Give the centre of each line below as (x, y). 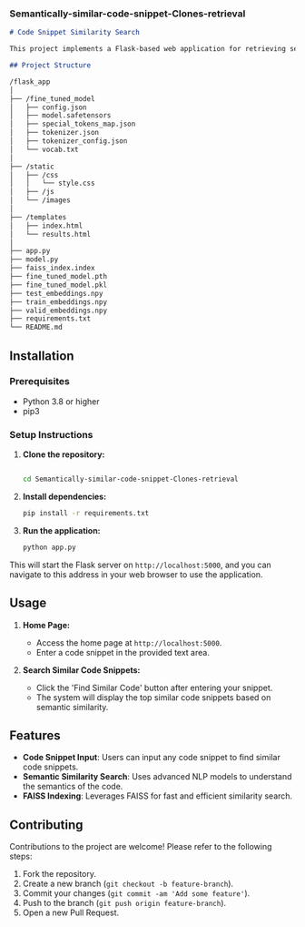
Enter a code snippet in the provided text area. (123, 652)
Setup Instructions (51, 434)
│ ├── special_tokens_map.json (73, 124)
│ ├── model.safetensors (60, 116)
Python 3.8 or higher (61, 401)
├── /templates (38, 217)
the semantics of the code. (73, 787)
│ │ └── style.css (52, 183)
